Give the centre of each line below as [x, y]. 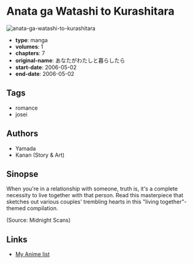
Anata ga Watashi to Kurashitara [90, 11]
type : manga [31, 40]
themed [16, 208]
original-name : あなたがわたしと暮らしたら [70, 60]
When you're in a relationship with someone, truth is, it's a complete [92, 189]
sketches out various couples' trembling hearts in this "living [83, 202]
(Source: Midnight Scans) [39, 220]
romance [26, 108]
